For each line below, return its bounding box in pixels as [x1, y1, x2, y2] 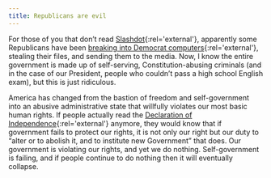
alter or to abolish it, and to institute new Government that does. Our [11, 135, 241, 146]
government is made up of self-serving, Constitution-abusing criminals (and [8, 60, 262, 70]
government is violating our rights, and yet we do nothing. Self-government [8, 144, 260, 154]
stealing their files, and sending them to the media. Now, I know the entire [8, 51, 253, 61]
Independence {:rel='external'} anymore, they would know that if [8, 118, 222, 128]
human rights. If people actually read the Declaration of [8, 110, 193, 120]
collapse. [8, 161, 39, 171]
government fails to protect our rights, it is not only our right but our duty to [8, 127, 260, 137]
